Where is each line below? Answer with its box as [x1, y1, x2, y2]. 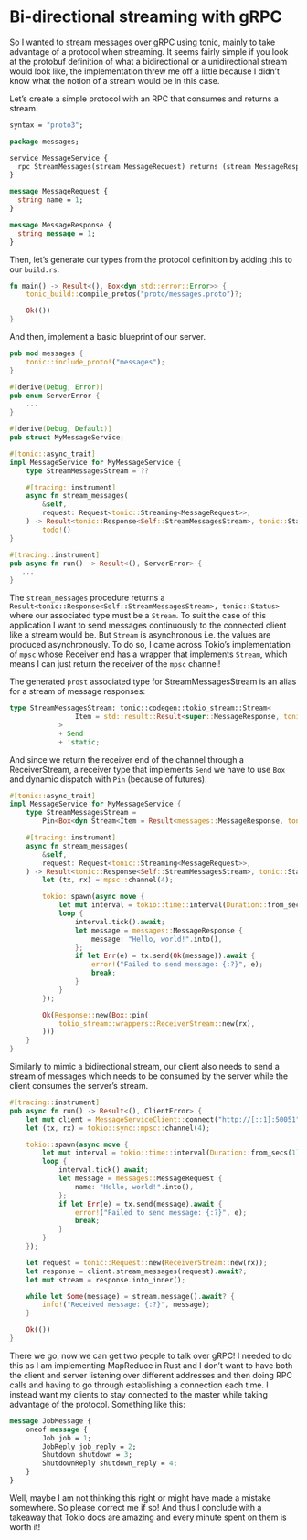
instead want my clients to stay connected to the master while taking [9, 1388, 268, 1399]
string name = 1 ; [17, 195, 84, 205]
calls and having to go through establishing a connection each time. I [9, 1379, 270, 1390]
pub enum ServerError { [9, 391, 101, 400]
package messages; [9, 137, 79, 146]
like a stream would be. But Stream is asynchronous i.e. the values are [9, 629, 271, 640]
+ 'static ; [58, 737, 101, 746]
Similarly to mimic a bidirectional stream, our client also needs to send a [9, 1061, 281, 1072]
